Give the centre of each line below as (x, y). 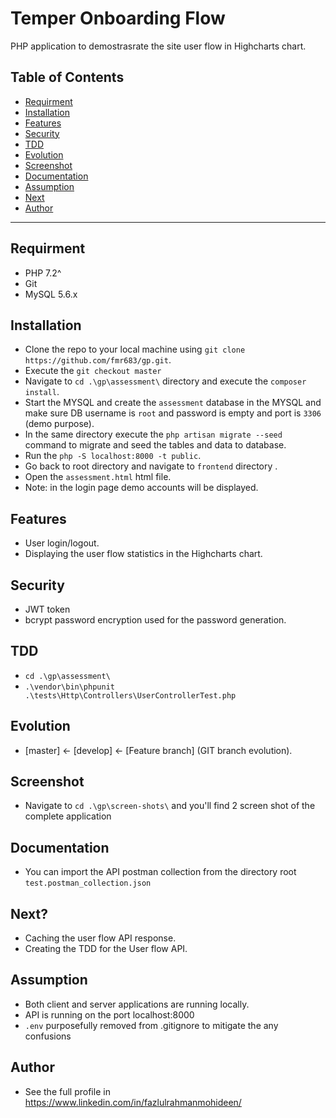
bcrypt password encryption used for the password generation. (155, 620)
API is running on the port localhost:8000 (109, 1014)
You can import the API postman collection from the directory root (160, 872)
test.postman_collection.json (88, 883)
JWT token (47, 609)
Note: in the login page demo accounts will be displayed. (141, 488)
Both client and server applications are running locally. (137, 1004)
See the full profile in (67, 1091)
